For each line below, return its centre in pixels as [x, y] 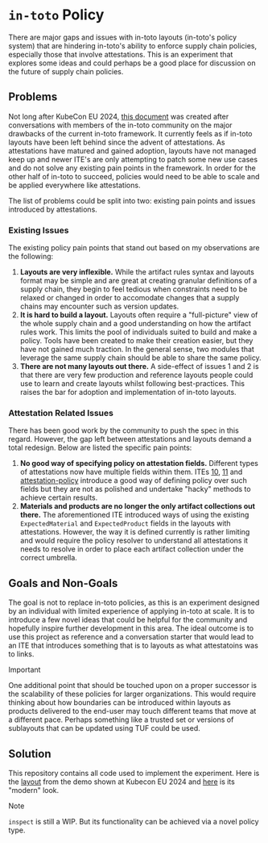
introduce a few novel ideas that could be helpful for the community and [128, 620]
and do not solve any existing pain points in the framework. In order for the [132, 168]
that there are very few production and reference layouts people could [136, 375]
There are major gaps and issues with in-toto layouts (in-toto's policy [123, 37]
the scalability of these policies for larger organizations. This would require [132, 694]
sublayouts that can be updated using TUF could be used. [105, 728]
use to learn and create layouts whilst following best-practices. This [132, 384]
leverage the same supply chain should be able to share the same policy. [140, 358]
